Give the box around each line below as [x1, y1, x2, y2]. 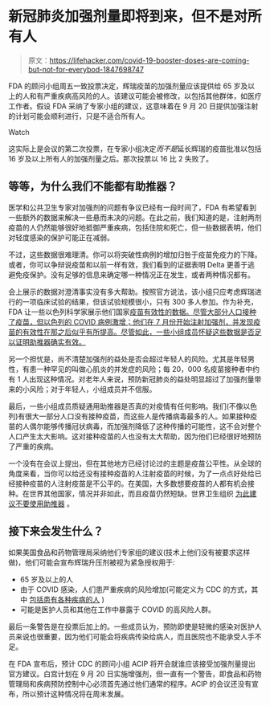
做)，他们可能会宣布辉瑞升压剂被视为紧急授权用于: [8, 557, 175, 567]
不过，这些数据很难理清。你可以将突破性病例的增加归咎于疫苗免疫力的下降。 [8, 250, 262, 259]
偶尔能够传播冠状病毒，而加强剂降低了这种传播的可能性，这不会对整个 [29, 421, 262, 431]
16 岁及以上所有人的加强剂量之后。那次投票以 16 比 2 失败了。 [8, 153, 213, 163]
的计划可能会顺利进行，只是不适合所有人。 [8, 111, 149, 120]
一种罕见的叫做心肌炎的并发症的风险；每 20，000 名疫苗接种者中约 [35, 364, 260, 373]
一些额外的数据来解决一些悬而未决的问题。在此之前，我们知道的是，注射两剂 [8, 212, 262, 222]
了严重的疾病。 [8, 441, 58, 451]
